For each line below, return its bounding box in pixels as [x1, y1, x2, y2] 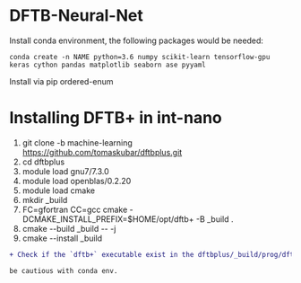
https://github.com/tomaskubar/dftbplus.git [21, 146, 183, 157]
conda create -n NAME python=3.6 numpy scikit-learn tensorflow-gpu [9, 52, 271, 61]
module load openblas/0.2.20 [21, 175, 132, 186]
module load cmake [21, 185, 96, 196]
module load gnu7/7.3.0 [21, 165, 109, 176]
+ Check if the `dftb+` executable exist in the [9, 250, 194, 259]
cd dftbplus [21, 156, 65, 167]
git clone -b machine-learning [21, 137, 133, 148]
